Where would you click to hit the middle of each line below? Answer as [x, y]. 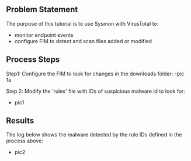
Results [20, 121]
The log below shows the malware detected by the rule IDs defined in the [94, 135]
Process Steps [33, 60]
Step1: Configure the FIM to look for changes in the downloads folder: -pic [95, 73]
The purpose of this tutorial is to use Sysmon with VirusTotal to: [82, 23]
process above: [25, 141]
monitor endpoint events [44, 35]
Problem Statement [42, 10]
